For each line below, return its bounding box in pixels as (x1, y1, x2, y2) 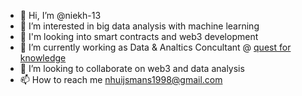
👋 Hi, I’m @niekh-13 (19, 10, 102, 21)
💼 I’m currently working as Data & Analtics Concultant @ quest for (19, 41, 292, 53)
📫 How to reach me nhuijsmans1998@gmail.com (19, 74, 223, 85)
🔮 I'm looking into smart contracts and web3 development (19, 31, 259, 42)
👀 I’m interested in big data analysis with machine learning (19, 20, 260, 32)
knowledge (19, 52, 67, 64)
